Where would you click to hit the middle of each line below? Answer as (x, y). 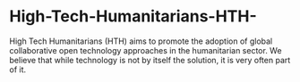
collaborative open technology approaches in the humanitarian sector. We (146, 50)
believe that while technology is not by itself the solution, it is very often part (150, 60)
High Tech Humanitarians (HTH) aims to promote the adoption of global (141, 41)
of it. (18, 70)
